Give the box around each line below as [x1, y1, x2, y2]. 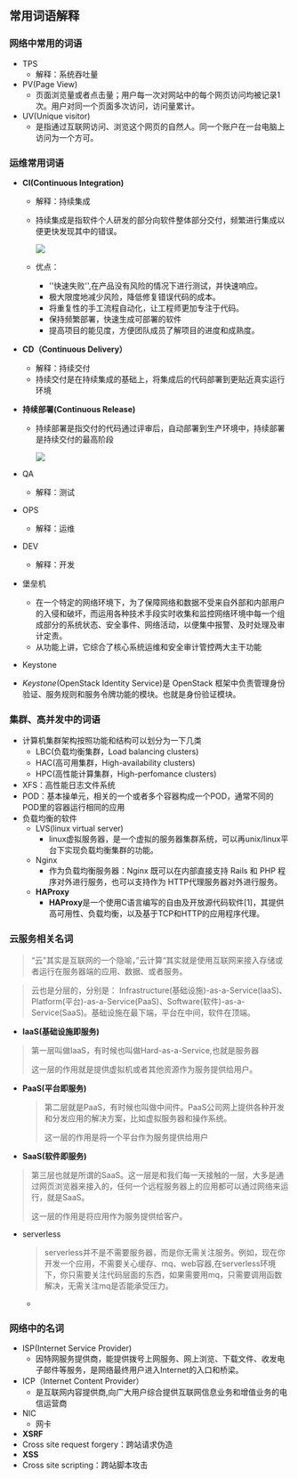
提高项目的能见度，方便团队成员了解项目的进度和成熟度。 [48, 324, 260, 336]
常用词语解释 [9, 8, 80, 24]
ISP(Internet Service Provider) [21, 1343, 133, 1353]
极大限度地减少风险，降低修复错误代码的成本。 [48, 291, 221, 302]
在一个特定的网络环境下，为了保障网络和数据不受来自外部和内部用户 [35, 597, 286, 607]
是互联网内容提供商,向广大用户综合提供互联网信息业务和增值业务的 [35, 1386, 280, 1397]
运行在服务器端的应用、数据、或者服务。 [38, 965, 188, 977]
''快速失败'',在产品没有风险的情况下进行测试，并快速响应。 [48, 280, 263, 291]
